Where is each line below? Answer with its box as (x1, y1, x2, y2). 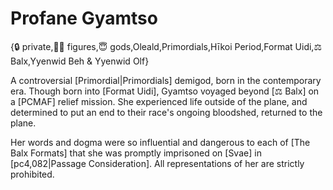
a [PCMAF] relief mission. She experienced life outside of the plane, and (10, 95, 308, 107)
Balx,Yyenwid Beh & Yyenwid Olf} (10, 55, 150, 67)
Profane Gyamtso (10, 7, 158, 30)
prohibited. (10, 168, 55, 180)
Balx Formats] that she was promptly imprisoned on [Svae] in (10, 147, 262, 159)
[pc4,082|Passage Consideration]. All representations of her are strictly (10, 157, 305, 169)
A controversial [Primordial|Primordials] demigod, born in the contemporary (10, 74, 322, 86)
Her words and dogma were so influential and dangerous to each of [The (10, 136, 311, 148)
